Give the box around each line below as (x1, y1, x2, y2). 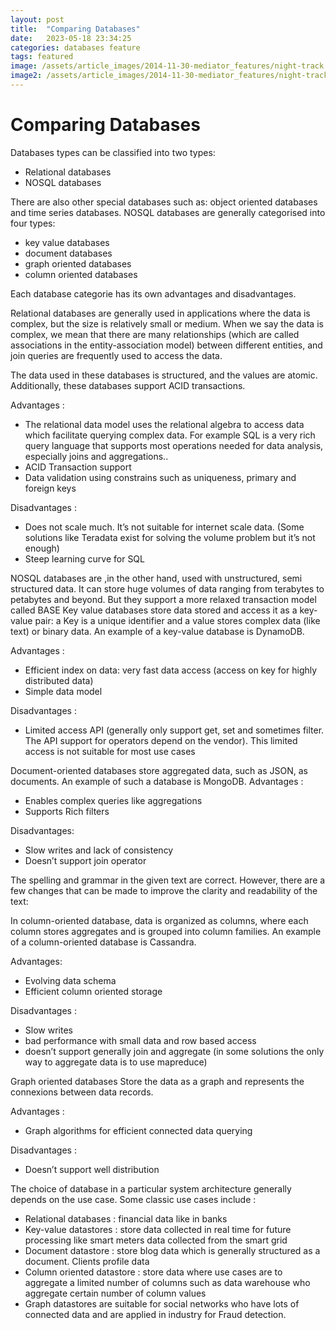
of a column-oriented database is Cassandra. (10, 936, 197, 948)
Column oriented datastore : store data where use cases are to (24, 1266, 283, 1278)
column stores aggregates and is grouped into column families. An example (10, 925, 322, 937)
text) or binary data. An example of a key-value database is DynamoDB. (10, 625, 305, 637)
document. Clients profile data (24, 1255, 150, 1267)
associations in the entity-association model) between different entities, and (10, 339, 323, 351)
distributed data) (24, 674, 94, 686)
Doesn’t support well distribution (24, 1163, 160, 1175)
